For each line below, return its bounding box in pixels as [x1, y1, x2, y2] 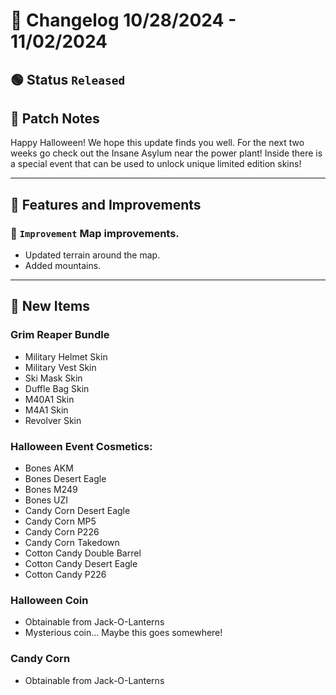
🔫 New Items [10, 298, 90, 315]
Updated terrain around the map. [24, 249, 161, 261]
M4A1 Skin [24, 404, 69, 416]
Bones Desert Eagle [24, 473, 107, 485]
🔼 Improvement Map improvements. [10, 226, 180, 240]
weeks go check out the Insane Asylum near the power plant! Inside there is [10, 147, 323, 159]
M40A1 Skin [24, 393, 75, 405]
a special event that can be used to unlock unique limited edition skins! [10, 158, 302, 170]
